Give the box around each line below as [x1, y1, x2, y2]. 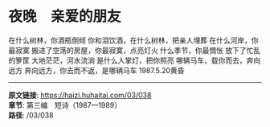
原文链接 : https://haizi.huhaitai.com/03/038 [8, 90, 152, 100]
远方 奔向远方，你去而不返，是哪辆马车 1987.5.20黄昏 [8, 65, 185, 75]
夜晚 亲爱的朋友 [8, 7, 122, 26]
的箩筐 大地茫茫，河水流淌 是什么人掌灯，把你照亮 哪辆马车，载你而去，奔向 [8, 55, 261, 65]
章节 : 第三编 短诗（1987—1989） [8, 100, 122, 109]
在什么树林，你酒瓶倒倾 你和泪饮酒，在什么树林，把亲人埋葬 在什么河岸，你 [8, 35, 259, 45]
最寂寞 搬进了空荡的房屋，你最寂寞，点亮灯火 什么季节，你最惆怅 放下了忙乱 [8, 45, 261, 55]
